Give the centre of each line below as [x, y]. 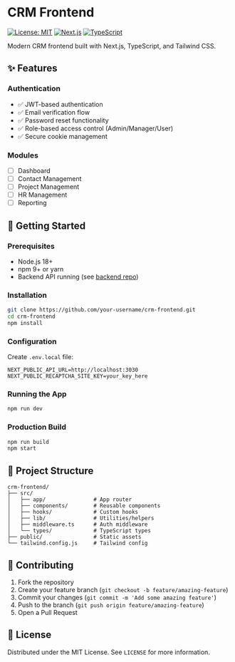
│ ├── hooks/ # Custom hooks [73, 512]
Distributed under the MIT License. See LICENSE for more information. [109, 652]
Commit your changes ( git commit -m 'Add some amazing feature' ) [117, 597]
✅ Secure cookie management [63, 136]
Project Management [48, 187]
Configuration [32, 341]
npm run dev [25, 409]
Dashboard [34, 170]
